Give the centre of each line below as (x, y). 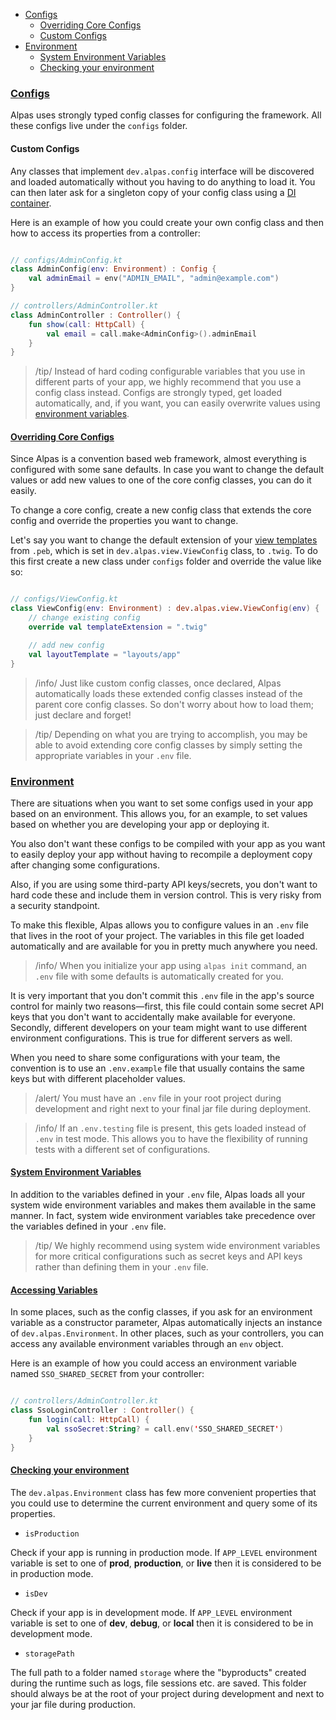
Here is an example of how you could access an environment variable (153, 1363)
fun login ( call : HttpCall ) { (89, 1420)
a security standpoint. (55, 905)
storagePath (49, 1654)
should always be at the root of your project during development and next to (167, 1693)
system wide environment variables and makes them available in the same (163, 1205)
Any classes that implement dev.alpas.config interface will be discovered (162, 171)
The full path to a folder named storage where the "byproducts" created (158, 1672)
